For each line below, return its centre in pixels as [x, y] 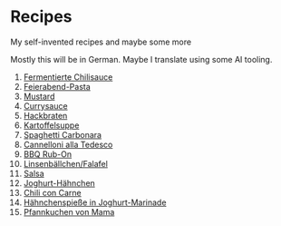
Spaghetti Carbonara [63, 134]
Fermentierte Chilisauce [68, 77]
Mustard [39, 96]
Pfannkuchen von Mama [69, 211]
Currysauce [45, 105]
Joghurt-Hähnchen [59, 182]
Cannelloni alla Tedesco [68, 144]
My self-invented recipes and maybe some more [101, 42]
